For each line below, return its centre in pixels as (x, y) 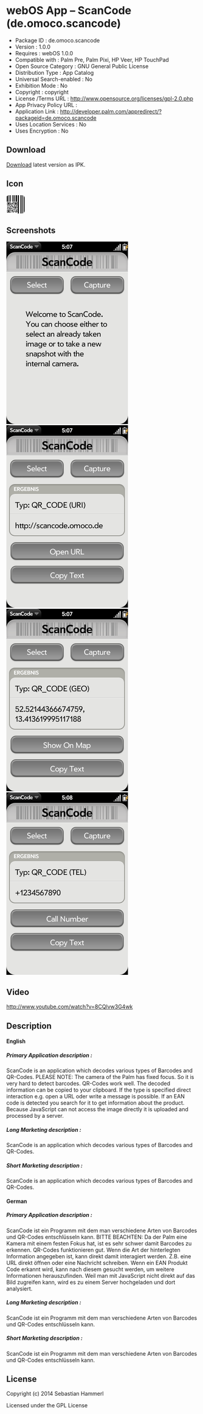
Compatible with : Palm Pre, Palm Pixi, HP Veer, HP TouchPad (92, 60)
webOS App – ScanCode (69, 11)
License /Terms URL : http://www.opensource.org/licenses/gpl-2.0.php (104, 99)
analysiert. (19, 1288)
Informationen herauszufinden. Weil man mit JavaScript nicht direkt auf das (101, 1275)
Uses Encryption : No (42, 131)
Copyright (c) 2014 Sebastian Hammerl (55, 1394)
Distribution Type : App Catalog (54, 72)
